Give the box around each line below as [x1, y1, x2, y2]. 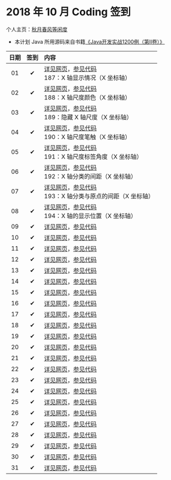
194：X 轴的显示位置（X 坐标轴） [44, 212, 137, 220]
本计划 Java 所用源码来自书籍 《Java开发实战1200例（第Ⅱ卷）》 [14, 38, 165, 45]
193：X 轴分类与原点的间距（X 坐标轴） [44, 192, 155, 200]
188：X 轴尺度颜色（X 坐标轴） [44, 93, 131, 101]
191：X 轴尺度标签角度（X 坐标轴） [44, 153, 143, 161]
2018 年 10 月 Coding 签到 [6, 5, 131, 19]
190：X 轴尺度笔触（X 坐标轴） [44, 133, 131, 141]
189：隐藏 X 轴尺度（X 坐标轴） [44, 113, 132, 121]
